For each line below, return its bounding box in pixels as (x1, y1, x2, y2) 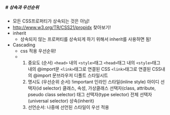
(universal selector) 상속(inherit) (27, 98, 94, 104)
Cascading (12, 42, 36, 48)
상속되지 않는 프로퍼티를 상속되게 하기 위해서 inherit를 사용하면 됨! (20, 36, 151, 42)
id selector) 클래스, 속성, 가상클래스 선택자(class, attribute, (38, 85, 156, 91)
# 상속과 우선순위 (5, 4, 39, 10)
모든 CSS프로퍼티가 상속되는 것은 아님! (12, 18, 90, 24)
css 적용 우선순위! (20, 48, 56, 54)
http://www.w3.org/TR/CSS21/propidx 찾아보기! (12, 24, 111, 30)
